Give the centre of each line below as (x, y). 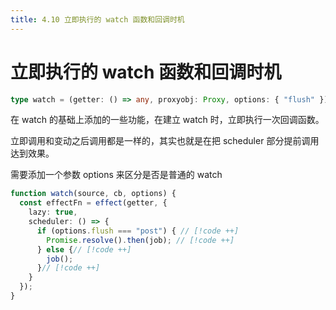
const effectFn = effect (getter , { (93, 203)
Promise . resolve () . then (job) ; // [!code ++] (140, 240)
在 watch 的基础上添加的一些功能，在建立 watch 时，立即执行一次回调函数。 (167, 120)
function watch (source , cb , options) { (93, 194)
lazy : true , (53, 212)
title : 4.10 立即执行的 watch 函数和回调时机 (97, 19)
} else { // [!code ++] (84, 249)
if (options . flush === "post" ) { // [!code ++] (138, 231)
